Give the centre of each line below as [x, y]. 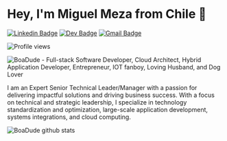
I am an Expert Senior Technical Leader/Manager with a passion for [102, 87]
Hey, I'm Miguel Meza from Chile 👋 [107, 14]
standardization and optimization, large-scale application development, [107, 109]
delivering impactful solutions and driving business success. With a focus [111, 95]
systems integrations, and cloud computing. [69, 117]
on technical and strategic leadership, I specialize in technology [97, 102]
